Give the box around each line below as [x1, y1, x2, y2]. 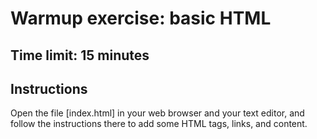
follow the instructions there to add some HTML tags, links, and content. [10, 118, 308, 130]
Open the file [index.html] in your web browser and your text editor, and [10, 107, 305, 119]
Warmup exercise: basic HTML [10, 7, 272, 30]
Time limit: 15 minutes [10, 47, 150, 64]
